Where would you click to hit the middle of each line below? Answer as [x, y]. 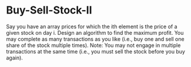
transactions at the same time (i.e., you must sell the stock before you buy [95, 51]
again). [15, 58]
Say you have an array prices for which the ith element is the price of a [92, 26]
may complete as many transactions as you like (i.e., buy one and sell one [95, 39]
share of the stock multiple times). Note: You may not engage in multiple [93, 45]
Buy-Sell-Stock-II [49, 10]
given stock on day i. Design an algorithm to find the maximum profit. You [95, 32]
